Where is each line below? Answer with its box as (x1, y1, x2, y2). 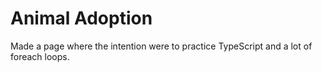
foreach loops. (10, 50, 70, 62)
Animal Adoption (10, 7, 153, 30)
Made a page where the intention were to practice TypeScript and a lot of (10, 40, 313, 52)
